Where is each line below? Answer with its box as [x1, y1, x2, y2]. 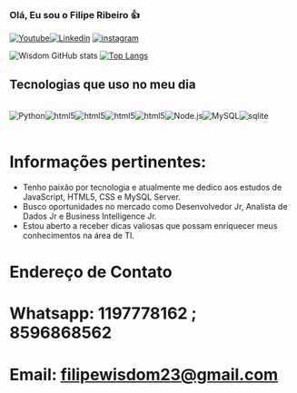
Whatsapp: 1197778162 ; [9, 303, 197, 324]
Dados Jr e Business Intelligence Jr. [22, 211, 157, 221]
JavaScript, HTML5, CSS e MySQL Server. [22, 192, 182, 202]
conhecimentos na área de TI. [22, 231, 134, 241]
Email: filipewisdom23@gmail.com [9, 364, 279, 385]
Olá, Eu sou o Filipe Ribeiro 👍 [9, 8, 141, 21]
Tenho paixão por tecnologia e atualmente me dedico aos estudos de [22, 182, 282, 193]
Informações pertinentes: [9, 152, 207, 172]
